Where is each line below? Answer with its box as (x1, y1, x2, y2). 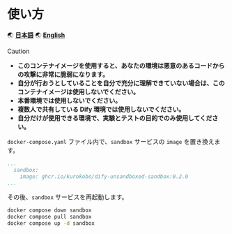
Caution (7, 47, 30, 55)
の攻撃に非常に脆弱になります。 (17, 70, 109, 78)
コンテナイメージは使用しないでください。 (17, 87, 140, 96)
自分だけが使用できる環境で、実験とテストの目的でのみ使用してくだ (17, 113, 212, 122)
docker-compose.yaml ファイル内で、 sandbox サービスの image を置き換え (7, 137, 215, 145)
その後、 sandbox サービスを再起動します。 (7, 193, 128, 201)
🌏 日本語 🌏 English (7, 31, 65, 39)
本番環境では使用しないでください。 (17, 96, 122, 105)
